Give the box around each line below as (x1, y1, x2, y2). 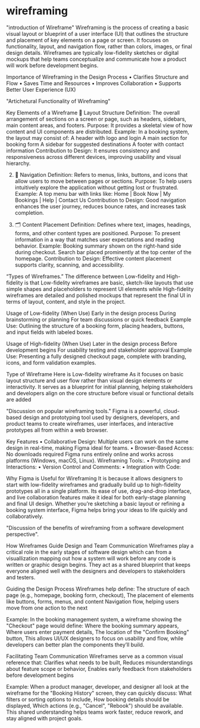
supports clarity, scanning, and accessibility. (14, 261, 124, 268)
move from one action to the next (6, 604, 88, 611)
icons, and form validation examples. (6, 359, 96, 366)
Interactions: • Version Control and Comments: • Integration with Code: (6, 463, 182, 470)
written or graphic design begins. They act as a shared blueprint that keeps (6, 561, 190, 568)
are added (6, 396, 32, 403)
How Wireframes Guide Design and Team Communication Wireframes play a (6, 542, 194, 549)
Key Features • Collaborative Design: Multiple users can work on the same (6, 438, 189, 445)
